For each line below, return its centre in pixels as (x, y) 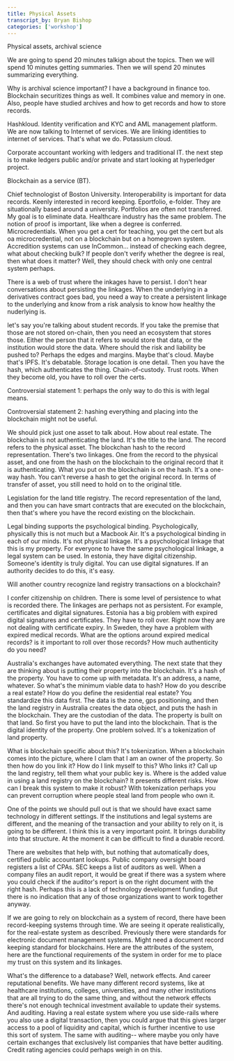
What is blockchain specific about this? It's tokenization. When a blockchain (116, 751)
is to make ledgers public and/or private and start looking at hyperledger (111, 160)
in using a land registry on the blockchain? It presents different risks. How (113, 781)
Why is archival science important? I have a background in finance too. (109, 89)
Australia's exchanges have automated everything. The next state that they (115, 663)
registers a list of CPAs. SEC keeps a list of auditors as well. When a (104, 867)
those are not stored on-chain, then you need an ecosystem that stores (109, 333)
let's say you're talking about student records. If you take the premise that (113, 325)
